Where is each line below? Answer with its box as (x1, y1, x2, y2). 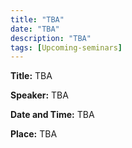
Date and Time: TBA (10, 109, 95, 121)
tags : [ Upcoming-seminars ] (10, 42, 123, 53)
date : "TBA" (10, 24, 60, 34)
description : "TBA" (10, 33, 92, 43)
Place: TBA (10, 128, 58, 140)
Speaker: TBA (10, 89, 69, 101)
